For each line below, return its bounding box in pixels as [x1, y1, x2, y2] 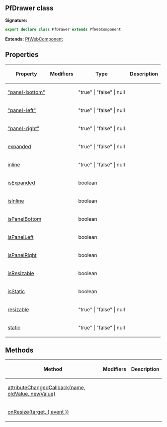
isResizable [7, 270, 34, 277]
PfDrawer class [5, 4, 54, 12]
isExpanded [7, 179, 35, 186]
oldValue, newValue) [7, 391, 56, 398]
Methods [5, 346, 34, 354]
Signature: [5, 17, 27, 23]
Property [15, 70, 37, 77]
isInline [7, 197, 24, 204]
